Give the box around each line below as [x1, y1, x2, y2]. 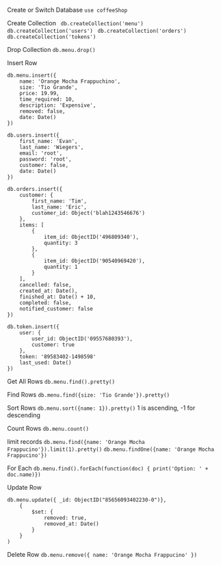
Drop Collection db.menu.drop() [7, 46, 96, 53]
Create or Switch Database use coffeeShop [7, 6, 128, 14]
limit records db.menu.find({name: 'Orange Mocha [7, 438, 145, 445]
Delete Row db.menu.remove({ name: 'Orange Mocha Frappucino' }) [7, 551, 197, 558]
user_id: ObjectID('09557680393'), [31, 335, 133, 342]
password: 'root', [19, 156, 72, 163]
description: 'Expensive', [19, 102, 96, 109]
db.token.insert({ [7, 324, 60, 330]
